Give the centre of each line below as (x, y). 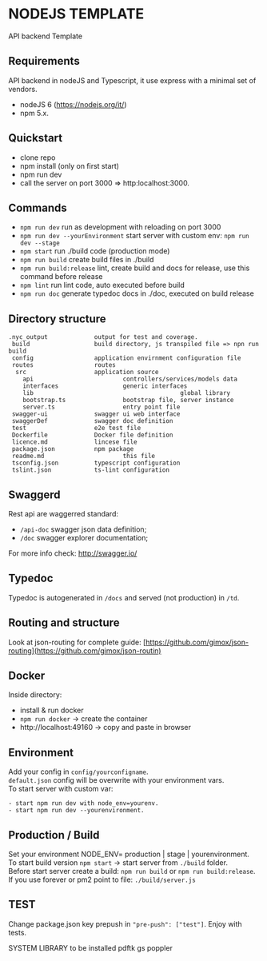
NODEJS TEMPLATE (76, 14)
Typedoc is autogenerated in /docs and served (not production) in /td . (124, 597)
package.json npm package (73, 449)
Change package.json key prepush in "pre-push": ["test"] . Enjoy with (125, 923)
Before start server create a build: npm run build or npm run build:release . (132, 871)
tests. (17, 932)
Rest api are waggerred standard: (63, 514)
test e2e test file (76, 429)
